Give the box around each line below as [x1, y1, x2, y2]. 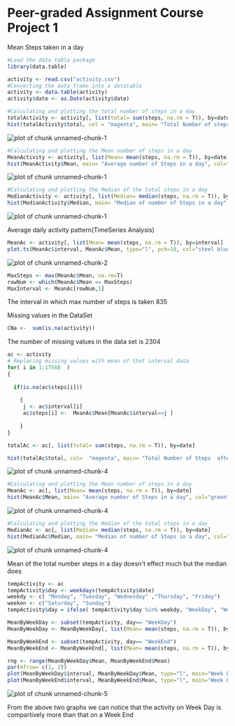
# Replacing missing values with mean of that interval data [7, 357, 190, 365]
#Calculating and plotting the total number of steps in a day [7, 108, 196, 115]
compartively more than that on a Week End [7, 711, 134, 719]
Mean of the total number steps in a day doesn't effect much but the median [7, 559, 227, 568]
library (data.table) [7, 63, 68, 70]
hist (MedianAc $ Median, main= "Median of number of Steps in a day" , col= [7, 533, 227, 540]
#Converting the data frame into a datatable [7, 82, 142, 89]
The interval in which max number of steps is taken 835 [7, 298, 168, 306]
